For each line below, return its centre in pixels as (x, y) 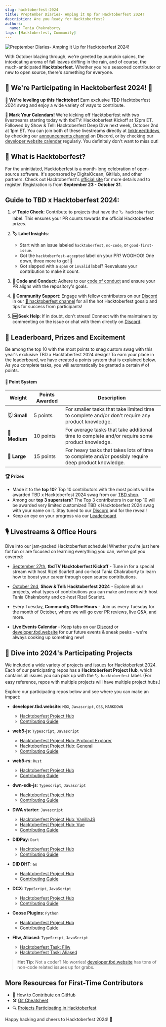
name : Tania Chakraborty (35, 28)
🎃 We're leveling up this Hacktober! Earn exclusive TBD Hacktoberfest (78, 100)
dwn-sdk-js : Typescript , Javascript (49, 785)
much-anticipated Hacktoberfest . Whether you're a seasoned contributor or (83, 67)
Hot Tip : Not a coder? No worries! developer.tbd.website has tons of (87, 962)
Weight (18, 398)
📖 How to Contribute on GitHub (44, 995)
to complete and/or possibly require (106, 456)
